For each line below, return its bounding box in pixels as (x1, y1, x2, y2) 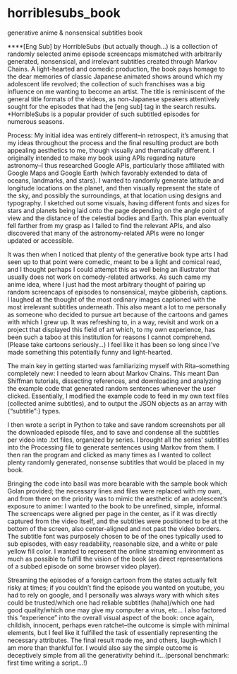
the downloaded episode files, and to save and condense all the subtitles (7, 428, 219, 436)
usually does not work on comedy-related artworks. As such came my (7, 273, 212, 281)
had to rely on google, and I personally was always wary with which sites (7, 590, 219, 599)
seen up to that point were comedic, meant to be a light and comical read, (7, 257, 222, 266)
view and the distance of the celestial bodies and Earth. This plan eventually (7, 214, 229, 222)
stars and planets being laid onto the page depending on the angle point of (7, 206, 224, 215)
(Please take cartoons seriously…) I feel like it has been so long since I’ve (7, 340, 220, 348)
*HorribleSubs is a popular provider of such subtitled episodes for (7, 110, 200, 118)
